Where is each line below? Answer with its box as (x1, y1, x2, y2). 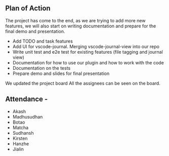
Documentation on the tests (12, 65, 71, 71)
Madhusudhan (12, 113, 43, 120)
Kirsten (12, 135, 28, 141)
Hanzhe (12, 140, 29, 146)
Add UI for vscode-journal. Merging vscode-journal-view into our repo (12, 43, 159, 50)
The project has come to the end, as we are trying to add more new (5, 17, 146, 23)
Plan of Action (5, 4, 51, 13)
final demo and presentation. (5, 28, 65, 34)
